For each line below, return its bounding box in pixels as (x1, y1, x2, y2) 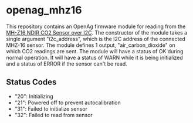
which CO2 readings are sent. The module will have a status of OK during (6, 47, 184, 54)
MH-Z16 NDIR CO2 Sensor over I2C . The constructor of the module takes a (6, 29, 188, 36)
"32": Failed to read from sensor (14, 111, 93, 118)
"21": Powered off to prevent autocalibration (14, 99, 121, 106)
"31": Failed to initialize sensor (14, 105, 88, 112)
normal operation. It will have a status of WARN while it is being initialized (6, 54, 183, 61)
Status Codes (6, 77, 57, 87)
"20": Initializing (14, 93, 54, 100)
